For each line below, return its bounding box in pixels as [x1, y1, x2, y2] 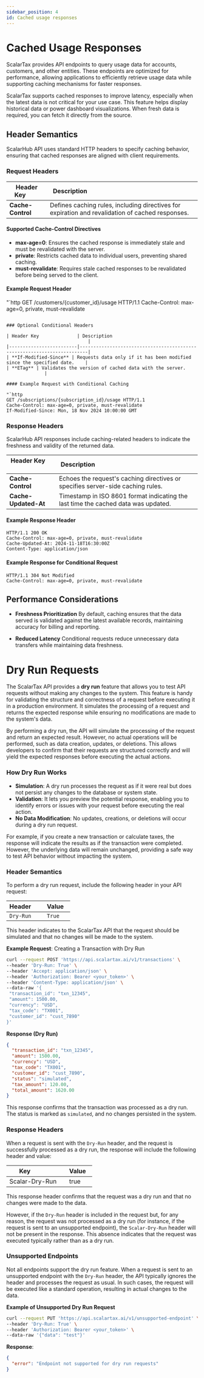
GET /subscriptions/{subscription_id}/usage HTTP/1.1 [6, 397, 146, 403]
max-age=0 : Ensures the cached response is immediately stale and [15, 239, 185, 246]
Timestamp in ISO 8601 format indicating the [58, 492, 188, 500]
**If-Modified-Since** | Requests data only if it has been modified [12, 354, 191, 360]
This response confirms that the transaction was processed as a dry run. [6, 1104, 188, 1111]
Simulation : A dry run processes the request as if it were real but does [15, 782, 192, 790]
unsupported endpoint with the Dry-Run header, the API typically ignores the [6, 1272, 196, 1279]
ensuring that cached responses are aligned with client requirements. [6, 152, 180, 159]
